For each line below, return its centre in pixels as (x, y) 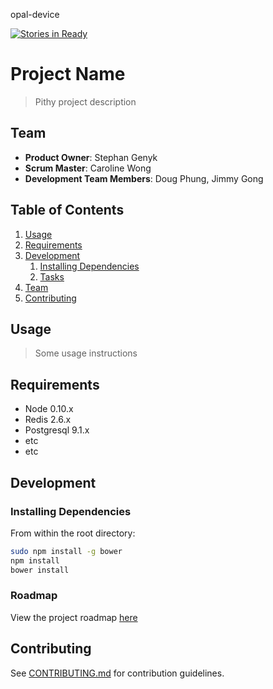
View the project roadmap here (74, 617)
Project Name (68, 74)
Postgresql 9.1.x (57, 430)
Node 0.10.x (49, 409)
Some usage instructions (86, 353)
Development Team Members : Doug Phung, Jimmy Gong (144, 178)
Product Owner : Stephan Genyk (91, 157)
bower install (40, 570)
